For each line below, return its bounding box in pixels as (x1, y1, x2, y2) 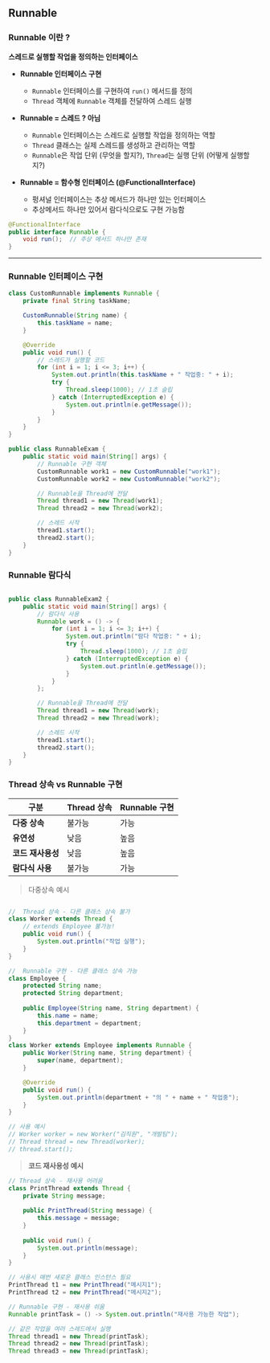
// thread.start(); (8, 1145, 74, 1153)
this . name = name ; (37, 1011, 99, 1019)
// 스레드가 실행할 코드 (37, 356, 105, 364)
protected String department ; (22, 990, 125, 998)
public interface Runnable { (8, 228, 106, 236)
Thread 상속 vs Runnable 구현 (8, 779, 123, 790)
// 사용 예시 (8, 1123, 46, 1131)
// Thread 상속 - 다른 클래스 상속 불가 (8, 908, 131, 916)
